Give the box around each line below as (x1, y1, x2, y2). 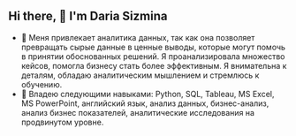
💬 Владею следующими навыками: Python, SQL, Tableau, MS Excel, (20, 88, 275, 99)
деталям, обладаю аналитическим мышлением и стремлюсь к (20, 70, 260, 80)
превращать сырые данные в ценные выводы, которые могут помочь (20, 42, 286, 52)
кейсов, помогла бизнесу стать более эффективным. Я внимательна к (20, 60, 287, 71)
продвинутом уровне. (20, 117, 104, 127)
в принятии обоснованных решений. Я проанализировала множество (20, 50, 285, 62)
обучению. (20, 79, 63, 89)
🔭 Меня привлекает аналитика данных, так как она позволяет (20, 32, 255, 42)
